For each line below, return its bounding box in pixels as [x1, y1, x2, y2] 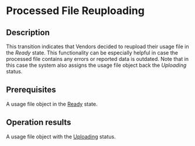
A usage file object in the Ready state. [6, 100, 98, 107]
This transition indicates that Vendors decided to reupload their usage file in [6, 43, 189, 50]
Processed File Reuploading [6, 4, 145, 18]
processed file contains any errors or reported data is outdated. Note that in [6, 56, 189, 62]
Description [6, 28, 50, 38]
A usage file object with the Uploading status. [6, 133, 116, 140]
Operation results [6, 117, 71, 127]
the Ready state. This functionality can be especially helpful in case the [6, 49, 179, 56]
